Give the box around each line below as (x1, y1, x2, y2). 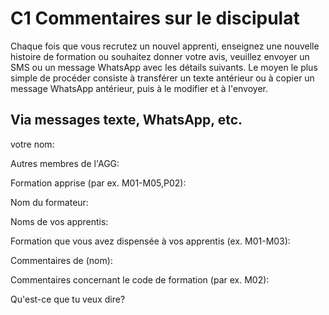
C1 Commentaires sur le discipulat (10, 7, 300, 30)
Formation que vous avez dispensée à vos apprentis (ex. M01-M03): (10, 235, 291, 247)
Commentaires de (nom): (10, 254, 113, 266)
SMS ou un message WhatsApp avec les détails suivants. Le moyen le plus (10, 61, 318, 73)
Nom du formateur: (10, 196, 89, 208)
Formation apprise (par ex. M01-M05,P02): (10, 177, 187, 189)
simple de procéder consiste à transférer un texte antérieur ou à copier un (10, 72, 315, 84)
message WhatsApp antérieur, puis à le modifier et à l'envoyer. (10, 82, 269, 94)
